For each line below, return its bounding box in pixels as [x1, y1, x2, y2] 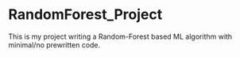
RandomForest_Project [8, 6, 163, 24]
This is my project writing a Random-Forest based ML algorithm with [8, 32, 233, 41]
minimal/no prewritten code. [8, 40, 101, 49]
